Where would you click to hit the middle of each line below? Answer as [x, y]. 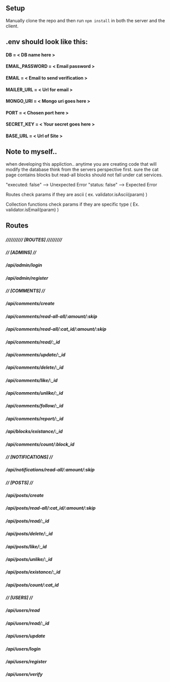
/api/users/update [26, 636]
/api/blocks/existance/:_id [34, 431]
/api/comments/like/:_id [32, 380]
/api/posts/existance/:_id [33, 572]
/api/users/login [23, 649]
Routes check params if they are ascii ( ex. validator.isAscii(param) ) [77, 194]
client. [12, 26]
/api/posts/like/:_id [26, 546]
